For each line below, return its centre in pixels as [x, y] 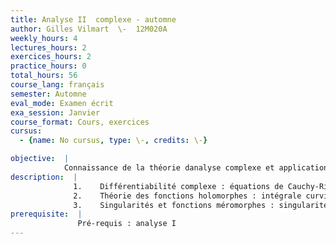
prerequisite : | [46, 214]
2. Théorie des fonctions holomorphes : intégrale [187, 196]
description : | [44, 177]
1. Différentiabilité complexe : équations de [178, 186]
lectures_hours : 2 [48, 47]
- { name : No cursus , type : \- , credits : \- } [113, 141]
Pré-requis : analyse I [127, 224]
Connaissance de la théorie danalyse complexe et [169, 168]
